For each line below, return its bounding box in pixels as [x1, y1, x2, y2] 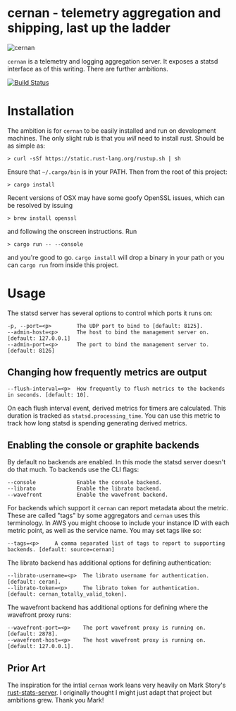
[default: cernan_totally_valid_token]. [7, 591, 128, 598]
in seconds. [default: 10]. [7, 391, 90, 399]
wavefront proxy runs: [7, 611, 72, 619]
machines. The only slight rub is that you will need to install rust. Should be [7, 134, 225, 142]
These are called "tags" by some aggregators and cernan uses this [7, 511, 201, 520]
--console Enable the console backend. [7, 479, 162, 486]
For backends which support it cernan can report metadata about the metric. [7, 504, 229, 512]
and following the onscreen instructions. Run [7, 227, 137, 235]
